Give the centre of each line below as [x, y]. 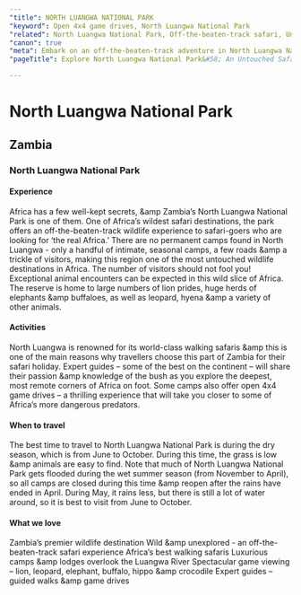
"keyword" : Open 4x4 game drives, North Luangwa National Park [130, 26]
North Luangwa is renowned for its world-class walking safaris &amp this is [148, 347]
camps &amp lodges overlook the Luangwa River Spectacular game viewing [150, 562]
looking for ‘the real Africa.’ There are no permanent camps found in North [146, 240]
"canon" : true [36, 43]
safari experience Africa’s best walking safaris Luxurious [164, 552]
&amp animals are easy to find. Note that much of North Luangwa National [146, 464]
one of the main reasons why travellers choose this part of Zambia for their [147, 356]
